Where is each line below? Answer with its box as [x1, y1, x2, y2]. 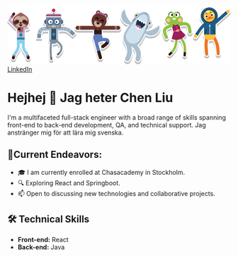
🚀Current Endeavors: [7, 149, 103, 161]
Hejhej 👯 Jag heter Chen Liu [7, 89, 174, 105]
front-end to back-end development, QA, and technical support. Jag [7, 120, 207, 129]
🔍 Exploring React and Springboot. [17, 178, 120, 187]
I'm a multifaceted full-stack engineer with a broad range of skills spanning [7, 113, 227, 122]
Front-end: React [17, 236, 69, 244]
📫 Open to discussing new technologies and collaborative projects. [17, 189, 216, 198]
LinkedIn [7, 64, 33, 73]
